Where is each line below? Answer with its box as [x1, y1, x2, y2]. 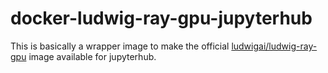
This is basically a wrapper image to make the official [10, 40, 230, 52]
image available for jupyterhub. [28, 50, 157, 62]
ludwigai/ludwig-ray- [231, 40, 318, 52]
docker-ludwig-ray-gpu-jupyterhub [10, 7, 313, 30]
